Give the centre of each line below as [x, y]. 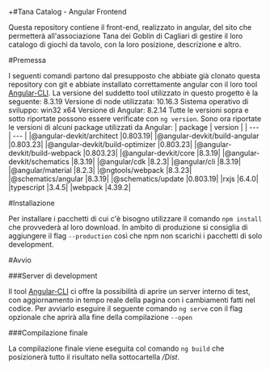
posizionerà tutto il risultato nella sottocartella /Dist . [94, 357]
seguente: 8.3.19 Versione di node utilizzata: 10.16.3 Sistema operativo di [129, 101]
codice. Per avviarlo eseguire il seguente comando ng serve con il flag [126, 309]
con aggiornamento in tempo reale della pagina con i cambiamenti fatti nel [132, 300]
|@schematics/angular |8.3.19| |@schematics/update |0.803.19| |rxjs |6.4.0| [133, 179]
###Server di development [53, 275]
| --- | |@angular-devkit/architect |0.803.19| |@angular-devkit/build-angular [134, 136]
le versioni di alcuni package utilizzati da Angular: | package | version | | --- [134, 127]
